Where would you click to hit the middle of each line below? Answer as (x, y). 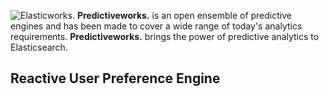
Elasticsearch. (39, 47)
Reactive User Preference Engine (115, 78)
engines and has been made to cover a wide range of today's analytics (156, 26)
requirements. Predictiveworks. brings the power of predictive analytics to (165, 36)
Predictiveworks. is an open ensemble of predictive (184, 15)
